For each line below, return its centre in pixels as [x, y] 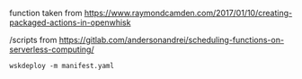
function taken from [46, 13]
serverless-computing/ [52, 49]
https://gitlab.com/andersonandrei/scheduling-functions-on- [172, 40]
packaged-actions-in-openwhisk [70, 22]
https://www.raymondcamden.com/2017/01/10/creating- [188, 13]
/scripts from [33, 40]
